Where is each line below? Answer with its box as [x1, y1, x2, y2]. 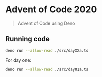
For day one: [5, 57, 32, 63]
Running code [5, 35, 50, 43]
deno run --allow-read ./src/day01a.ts [5, 67, 89, 72]
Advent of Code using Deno [17, 20, 75, 26]
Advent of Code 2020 [5, 4, 97, 15]
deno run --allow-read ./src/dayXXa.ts [5, 48, 89, 53]
